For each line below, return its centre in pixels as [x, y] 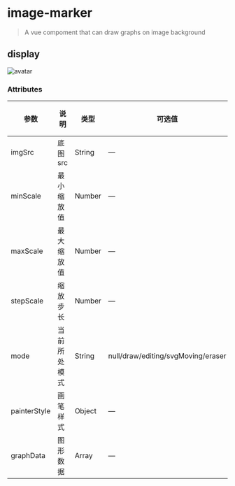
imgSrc [22, 152]
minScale [26, 196]
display [24, 54]
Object [85, 411]
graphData [28, 456]
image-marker [50, 13]
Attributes [25, 89]
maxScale [27, 251]
